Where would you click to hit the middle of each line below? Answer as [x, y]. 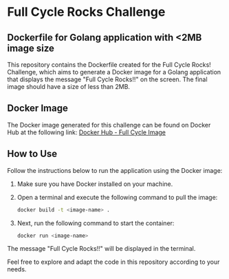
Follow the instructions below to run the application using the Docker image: [115, 170]
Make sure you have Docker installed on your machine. [95, 184]
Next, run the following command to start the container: [96, 223]
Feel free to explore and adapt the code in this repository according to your [113, 262]
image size [31, 48]
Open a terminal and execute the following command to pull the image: [117, 197]
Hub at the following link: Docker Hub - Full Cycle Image [87, 132]
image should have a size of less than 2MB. [69, 86]
